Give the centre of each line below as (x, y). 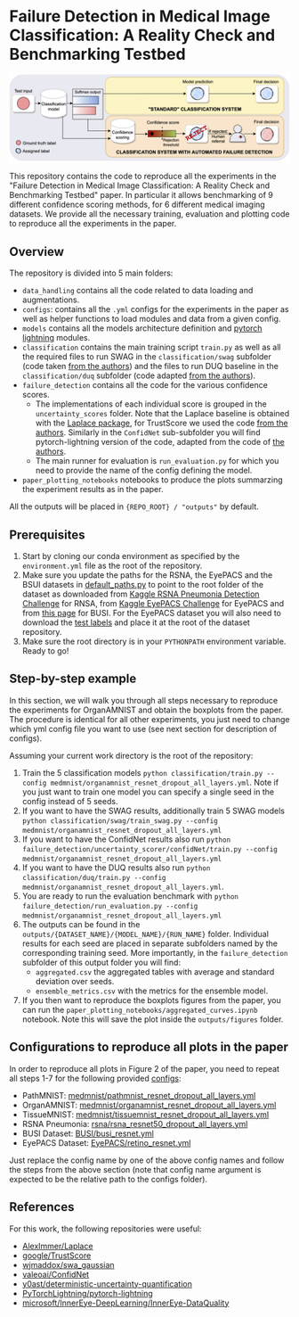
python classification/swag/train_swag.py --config (120, 821)
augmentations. (51, 300)
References (42, 1207)
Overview (37, 251)
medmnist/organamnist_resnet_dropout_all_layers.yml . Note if (164, 782)
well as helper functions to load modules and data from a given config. (151, 319)
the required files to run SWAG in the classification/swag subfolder (146, 357)
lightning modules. (56, 338)
